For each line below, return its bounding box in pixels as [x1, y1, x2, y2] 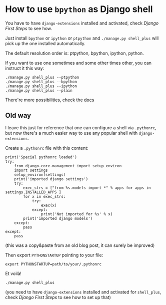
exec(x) [40, 203, 57, 208]
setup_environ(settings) [14, 172, 66, 177]
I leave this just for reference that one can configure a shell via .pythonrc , [5, 124, 156, 131]
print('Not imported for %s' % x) [40, 211, 113, 216]
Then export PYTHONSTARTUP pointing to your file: [5, 252, 103, 258]
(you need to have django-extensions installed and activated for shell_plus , [5, 289, 161, 295]
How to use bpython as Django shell [5, 4, 153, 15]
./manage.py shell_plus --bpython [5, 79, 77, 84]
